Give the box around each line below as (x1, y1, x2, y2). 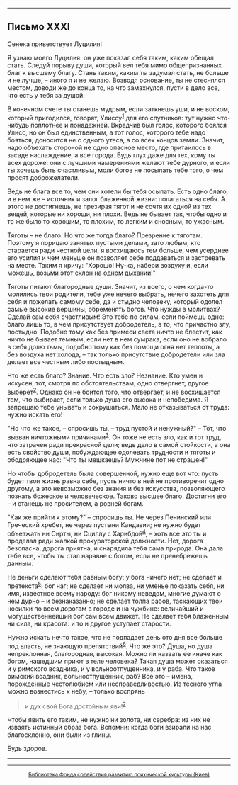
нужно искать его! (7, 410, 63, 419)
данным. (7, 559, 34, 567)
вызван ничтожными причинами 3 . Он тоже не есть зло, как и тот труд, (7, 431, 222, 441)
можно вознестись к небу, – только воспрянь (7, 687, 145, 695)
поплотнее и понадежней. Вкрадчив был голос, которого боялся (30, 121, 227, 130)
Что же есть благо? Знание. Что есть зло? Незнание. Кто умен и (7, 371, 203, 380)
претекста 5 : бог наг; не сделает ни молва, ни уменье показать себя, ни (7, 580, 225, 590)
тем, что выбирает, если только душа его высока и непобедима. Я (7, 395, 209, 404)
